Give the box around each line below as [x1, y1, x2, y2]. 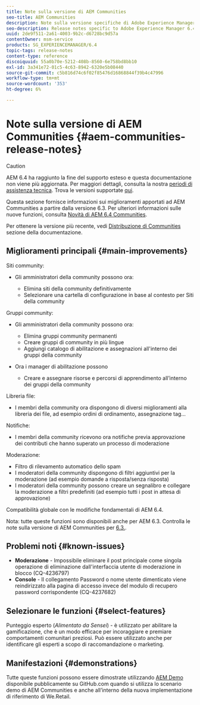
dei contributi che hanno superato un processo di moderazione [14, 440, 170, 447]
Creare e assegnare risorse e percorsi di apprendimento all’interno [23, 374, 187, 382]
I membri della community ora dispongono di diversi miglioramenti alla [14, 404, 187, 411]
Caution [6, 162, 26, 169]
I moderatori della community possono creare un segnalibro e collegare [14, 481, 190, 489]
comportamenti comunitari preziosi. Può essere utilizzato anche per [6, 635, 173, 642]
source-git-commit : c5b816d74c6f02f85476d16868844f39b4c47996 [6, 70, 164, 76]
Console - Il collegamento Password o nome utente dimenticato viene [14, 576, 186, 583]
